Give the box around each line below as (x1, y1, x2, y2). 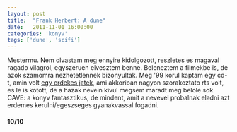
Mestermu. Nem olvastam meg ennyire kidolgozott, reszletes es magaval (7, 56, 220, 64)
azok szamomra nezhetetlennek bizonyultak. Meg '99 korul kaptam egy (7, 71, 216, 80)
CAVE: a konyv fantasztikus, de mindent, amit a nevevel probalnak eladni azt (7, 93, 230, 102)
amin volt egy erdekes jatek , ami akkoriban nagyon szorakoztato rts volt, (13, 78, 224, 87)
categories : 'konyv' (7, 30, 69, 37)
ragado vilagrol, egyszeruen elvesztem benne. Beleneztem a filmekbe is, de (7, 64, 229, 72)
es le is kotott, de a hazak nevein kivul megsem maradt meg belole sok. (7, 86, 216, 95)
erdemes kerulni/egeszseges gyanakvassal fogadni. (7, 101, 159, 109)
